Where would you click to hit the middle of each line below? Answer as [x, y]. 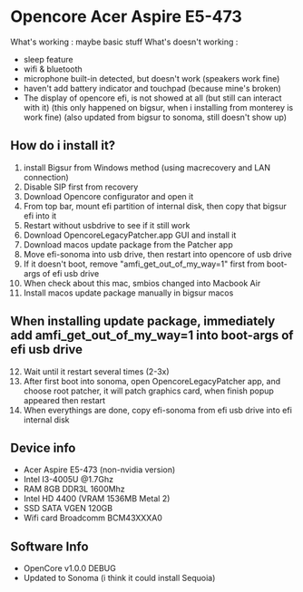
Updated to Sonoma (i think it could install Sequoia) [119, 578]
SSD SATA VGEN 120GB [68, 509]
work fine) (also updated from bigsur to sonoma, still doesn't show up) [155, 117]
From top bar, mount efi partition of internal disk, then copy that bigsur [155, 206]
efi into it [40, 216]
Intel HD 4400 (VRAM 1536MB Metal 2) [97, 499]
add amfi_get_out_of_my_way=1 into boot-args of [152, 336]
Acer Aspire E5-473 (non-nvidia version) [99, 470]
